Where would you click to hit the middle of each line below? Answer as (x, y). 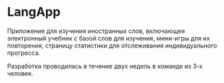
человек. (20, 73)
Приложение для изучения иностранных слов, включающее (96, 31)
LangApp (34, 12)
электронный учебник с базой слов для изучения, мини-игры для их (109, 38)
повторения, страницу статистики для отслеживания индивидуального (112, 45)
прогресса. (24, 53)
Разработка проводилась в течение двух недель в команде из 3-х (105, 66)
